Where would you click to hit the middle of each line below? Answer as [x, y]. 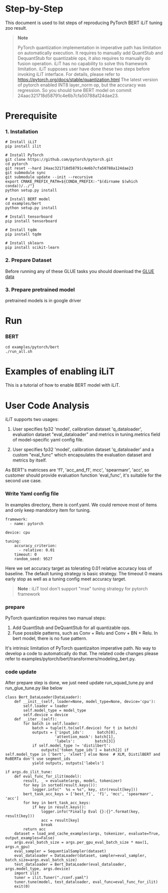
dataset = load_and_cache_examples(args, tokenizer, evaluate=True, [87, 834]
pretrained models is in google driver [43, 301]
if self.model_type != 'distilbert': [71, 746]
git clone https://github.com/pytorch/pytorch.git [59, 160]
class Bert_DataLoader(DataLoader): [43, 697]
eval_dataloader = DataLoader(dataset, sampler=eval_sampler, [80, 856]
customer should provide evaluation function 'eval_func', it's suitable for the [83, 475]
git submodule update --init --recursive [49, 177]
